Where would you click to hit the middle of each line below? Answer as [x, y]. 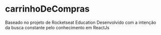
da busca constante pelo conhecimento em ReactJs [57, 27]
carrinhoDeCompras [47, 9]
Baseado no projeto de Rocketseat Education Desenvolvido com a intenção [80, 22]
